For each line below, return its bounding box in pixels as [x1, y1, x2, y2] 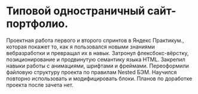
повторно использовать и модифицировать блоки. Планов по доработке [6, 75, 193, 82]
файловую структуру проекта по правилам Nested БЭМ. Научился [6, 68, 177, 75]
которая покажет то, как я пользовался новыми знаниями [6, 43, 156, 50]
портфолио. [6, 17, 69, 31]
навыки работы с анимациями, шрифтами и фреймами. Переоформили [6, 62, 190, 69]
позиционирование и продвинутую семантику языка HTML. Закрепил [6, 56, 185, 63]
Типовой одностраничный [6, 4, 145, 18]
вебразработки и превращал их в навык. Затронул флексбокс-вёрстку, [6, 49, 189, 56]
